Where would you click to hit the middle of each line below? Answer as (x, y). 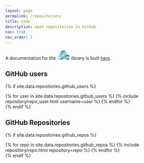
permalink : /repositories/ (34, 16)
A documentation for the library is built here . (58, 58)
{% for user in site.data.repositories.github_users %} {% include (72, 96)
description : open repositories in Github (51, 27)
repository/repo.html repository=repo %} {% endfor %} (63, 150)
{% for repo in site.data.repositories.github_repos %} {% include (72, 145)
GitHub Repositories (38, 123)
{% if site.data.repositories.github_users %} (51, 86)
